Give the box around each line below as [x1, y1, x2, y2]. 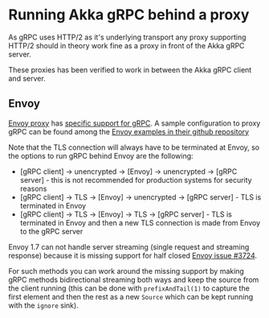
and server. [8, 73, 46, 83]
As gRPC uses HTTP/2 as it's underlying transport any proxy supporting [8, 32, 247, 42]
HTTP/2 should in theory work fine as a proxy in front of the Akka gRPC [8, 40, 245, 50]
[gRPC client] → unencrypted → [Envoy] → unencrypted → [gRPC [19, 167, 238, 176]
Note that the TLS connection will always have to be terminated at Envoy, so [8, 142, 260, 152]
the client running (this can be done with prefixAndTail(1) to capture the [8, 283, 251, 293]
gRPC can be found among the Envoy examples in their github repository [8, 126, 250, 136]
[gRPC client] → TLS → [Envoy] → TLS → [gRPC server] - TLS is [19, 209, 233, 219]
